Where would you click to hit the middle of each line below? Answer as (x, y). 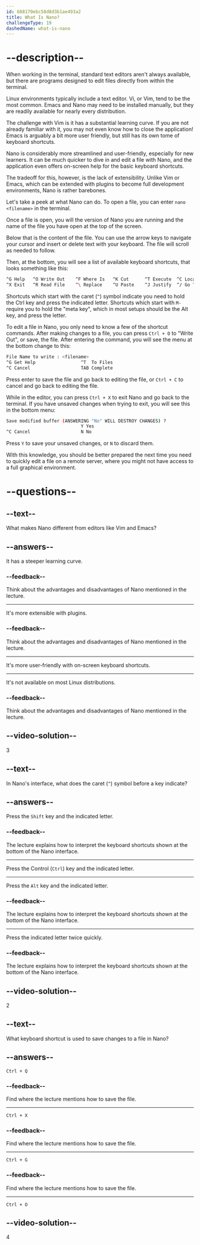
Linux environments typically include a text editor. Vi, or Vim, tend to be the (98, 98)
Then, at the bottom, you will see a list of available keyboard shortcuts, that (98, 262)
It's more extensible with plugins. (47, 613)
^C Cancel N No (49, 432)
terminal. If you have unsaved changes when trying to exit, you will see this (98, 403)
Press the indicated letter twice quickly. (54, 937)
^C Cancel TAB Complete (60, 368)
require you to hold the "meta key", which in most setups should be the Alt (97, 309)
